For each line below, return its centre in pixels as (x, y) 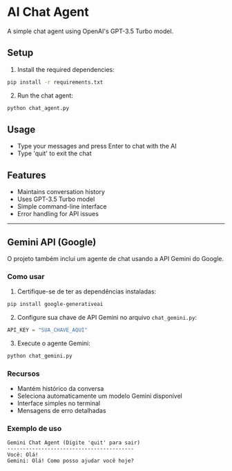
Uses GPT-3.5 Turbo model (56, 199)
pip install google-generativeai (55, 305)
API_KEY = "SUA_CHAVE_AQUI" (48, 330)
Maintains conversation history (61, 192)
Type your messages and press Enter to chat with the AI (97, 146)
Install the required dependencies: (66, 69)
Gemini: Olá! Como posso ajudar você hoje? (71, 461)
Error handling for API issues (58, 214)
